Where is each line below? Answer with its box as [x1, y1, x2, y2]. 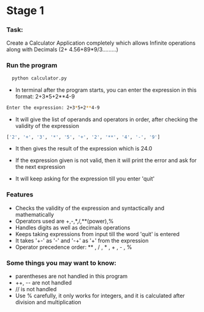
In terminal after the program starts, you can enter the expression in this [15, 86, 197, 94]
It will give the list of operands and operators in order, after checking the [15, 116, 198, 123]
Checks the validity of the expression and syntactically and [15, 204, 165, 212]
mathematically [15, 210, 54, 218]
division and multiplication [15, 299, 81, 306]
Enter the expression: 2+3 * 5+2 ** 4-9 [6, 105, 100, 111]
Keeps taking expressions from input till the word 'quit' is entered [15, 230, 179, 237]
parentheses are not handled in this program [15, 273, 128, 280]
